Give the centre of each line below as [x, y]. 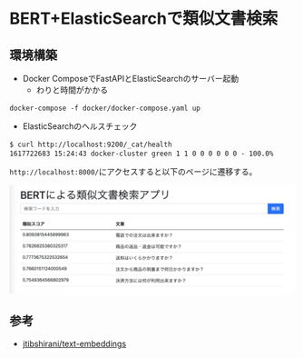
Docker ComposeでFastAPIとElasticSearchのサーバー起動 [130, 79]
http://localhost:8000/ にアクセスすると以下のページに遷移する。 [133, 172]
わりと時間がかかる [72, 90]
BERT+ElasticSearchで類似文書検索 [144, 19]
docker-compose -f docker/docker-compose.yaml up [105, 108]
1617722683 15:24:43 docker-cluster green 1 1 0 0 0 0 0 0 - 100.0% [142, 154]
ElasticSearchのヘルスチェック [80, 126]
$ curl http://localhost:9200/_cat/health [91, 144]
